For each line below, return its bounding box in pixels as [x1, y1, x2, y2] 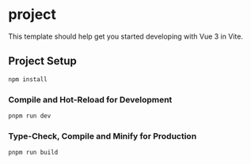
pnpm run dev [8, 112, 51, 120]
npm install [8, 75, 48, 84]
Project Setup [8, 54, 78, 68]
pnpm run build [8, 148, 59, 157]
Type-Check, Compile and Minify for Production [8, 130, 197, 141]
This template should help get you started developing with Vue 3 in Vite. [8, 32, 244, 41]
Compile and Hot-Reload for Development [8, 94, 173, 105]
